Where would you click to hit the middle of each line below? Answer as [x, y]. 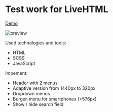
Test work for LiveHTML [57, 9]
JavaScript [24, 63]
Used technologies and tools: [36, 43]
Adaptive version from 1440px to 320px [54, 88]
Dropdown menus [31, 93]
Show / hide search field [38, 104]
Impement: [16, 73]
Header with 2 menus [35, 83]
